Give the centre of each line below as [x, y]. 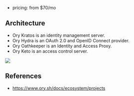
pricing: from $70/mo [34, 8]
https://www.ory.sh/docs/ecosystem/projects [59, 88]
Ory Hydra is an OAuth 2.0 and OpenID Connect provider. [71, 40]
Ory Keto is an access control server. [50, 51]
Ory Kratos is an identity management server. [59, 35]
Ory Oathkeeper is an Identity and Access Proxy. [62, 46]
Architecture [25, 23]
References [23, 76]
